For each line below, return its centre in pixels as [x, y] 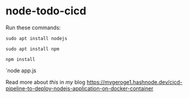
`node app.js [21, 71]
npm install [20, 59]
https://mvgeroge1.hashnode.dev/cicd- [135, 82]
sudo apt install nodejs [36, 38]
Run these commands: [33, 27]
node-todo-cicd [46, 11]
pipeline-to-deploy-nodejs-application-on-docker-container [80, 88]
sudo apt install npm [33, 49]
